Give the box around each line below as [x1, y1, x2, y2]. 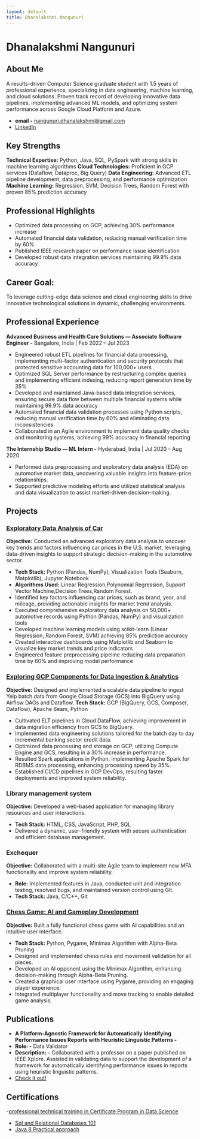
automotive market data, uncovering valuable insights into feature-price [14, 469, 192, 477]
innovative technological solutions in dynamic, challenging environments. [6, 299, 186, 306]
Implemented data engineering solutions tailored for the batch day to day [14, 730, 195, 737]
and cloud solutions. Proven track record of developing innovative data [6, 92, 180, 100]
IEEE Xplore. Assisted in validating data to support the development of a [14, 1056, 192, 1063]
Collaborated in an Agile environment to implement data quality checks [14, 427, 189, 435]
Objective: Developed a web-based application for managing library [6, 803, 174, 810]
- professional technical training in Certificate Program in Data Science [6, 1108, 179, 1115]
